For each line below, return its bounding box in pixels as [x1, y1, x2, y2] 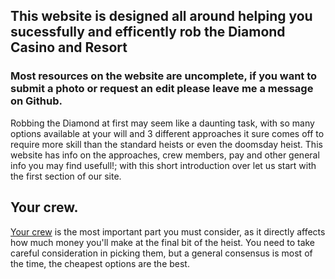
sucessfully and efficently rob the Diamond [10, 24, 286, 41]
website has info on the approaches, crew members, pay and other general [10, 149, 320, 161]
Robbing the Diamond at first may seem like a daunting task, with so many [10, 117, 315, 129]
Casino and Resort [10, 39, 128, 56]
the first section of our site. [10, 170, 122, 182]
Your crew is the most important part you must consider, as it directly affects [10, 225, 326, 238]
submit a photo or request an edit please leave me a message [10, 82, 314, 96]
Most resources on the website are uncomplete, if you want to [10, 69, 318, 83]
